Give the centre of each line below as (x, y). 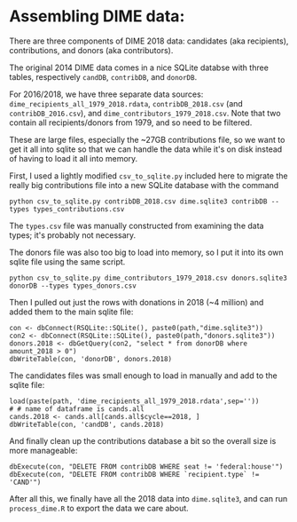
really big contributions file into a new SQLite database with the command (144, 185)
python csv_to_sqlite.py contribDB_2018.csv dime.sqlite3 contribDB (138, 202)
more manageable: (43, 450)
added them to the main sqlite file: (71, 312)
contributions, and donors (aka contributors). (91, 50)
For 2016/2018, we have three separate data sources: (106, 94)
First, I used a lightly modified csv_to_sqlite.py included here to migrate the (148, 176)
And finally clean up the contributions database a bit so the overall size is (143, 440)
